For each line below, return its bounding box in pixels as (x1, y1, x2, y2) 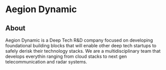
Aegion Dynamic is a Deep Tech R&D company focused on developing (5, 37, 153, 43)
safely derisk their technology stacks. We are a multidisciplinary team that (5, 48, 161, 54)
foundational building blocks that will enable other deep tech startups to (5, 43, 157, 49)
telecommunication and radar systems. (5, 59, 87, 64)
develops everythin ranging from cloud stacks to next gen (5, 53, 127, 59)
